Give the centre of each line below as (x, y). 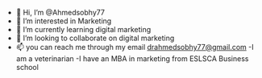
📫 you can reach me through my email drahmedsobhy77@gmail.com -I (135, 47)
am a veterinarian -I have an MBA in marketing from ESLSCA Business (132, 59)
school (27, 67)
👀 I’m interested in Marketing (64, 21)
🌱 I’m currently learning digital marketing (83, 29)
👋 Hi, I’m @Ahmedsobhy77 (60, 12)
